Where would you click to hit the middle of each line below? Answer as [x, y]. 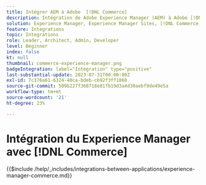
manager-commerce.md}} [39, 175]
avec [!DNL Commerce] [67, 152]
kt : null [17, 58]
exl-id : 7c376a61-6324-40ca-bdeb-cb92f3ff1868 [67, 80]
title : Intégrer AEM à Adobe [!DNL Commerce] [67, 12]
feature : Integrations [35, 29]
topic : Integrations [33, 35]
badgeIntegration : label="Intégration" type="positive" [79, 69]
